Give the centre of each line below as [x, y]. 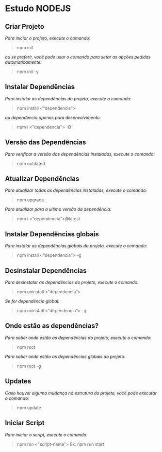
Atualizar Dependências [42, 179]
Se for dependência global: [32, 301]
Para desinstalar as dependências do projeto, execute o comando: [72, 282]
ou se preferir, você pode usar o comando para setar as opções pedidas [78, 57]
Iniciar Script [25, 423]
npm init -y [28, 72]
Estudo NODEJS [38, 9]
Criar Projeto [25, 27]
